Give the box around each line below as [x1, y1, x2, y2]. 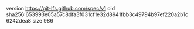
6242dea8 [6, 17, 31, 24]
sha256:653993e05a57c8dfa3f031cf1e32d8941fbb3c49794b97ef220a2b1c [6, 11, 189, 18]
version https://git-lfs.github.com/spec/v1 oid [6, 5, 115, 12]
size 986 [32, 17, 54, 24]
